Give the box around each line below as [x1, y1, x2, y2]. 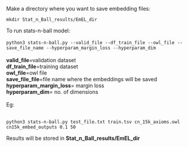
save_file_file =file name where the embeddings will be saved [6, 76, 158, 82]
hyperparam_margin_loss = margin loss [6, 82, 104, 89]
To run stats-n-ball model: [6, 27, 70, 34]
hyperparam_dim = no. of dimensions [6, 88, 98, 95]
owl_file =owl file [6, 69, 47, 76]
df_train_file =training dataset [6, 63, 79, 70]
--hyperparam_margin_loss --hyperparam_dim [46, 45, 156, 51]
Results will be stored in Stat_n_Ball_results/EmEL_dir [6, 134, 140, 142]
